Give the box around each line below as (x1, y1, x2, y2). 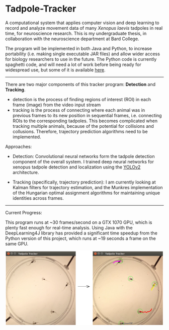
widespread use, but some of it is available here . (5, 66, 106, 73)
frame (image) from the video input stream (12, 102, 101, 108)
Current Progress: (5, 209, 42, 215)
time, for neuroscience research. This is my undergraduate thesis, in (5, 30, 147, 36)
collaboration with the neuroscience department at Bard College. (5, 36, 139, 42)
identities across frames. (12, 195, 64, 201)
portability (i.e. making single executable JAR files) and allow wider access (5, 51, 160, 57)
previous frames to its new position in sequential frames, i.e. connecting (12, 112, 162, 118)
